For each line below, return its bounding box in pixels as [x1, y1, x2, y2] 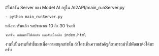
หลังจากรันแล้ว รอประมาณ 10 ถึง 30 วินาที [5, 23, 75, 29]
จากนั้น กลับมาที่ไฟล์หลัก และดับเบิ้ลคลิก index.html [5, 33, 87, 37]
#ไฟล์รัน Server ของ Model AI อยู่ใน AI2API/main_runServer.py [5, 5, 125, 10]
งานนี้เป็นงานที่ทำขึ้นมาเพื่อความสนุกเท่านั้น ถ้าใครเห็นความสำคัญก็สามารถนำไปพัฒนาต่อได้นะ [5, 41, 154, 47]
